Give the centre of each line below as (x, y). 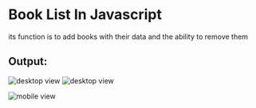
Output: (28, 62)
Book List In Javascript (85, 15)
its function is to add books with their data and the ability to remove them (128, 37)
